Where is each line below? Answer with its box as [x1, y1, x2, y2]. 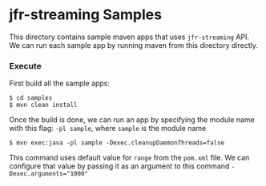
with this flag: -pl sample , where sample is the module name [9, 124, 207, 133]
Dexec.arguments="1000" [9, 170, 89, 178]
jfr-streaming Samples [9, 6, 163, 24]
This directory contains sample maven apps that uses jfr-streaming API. [9, 32, 250, 42]
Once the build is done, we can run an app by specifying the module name [9, 115, 255, 125]
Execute [9, 60, 42, 71]
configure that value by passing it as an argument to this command [9, 161, 230, 171]
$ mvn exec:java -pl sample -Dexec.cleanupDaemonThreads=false [9, 139, 225, 147]
